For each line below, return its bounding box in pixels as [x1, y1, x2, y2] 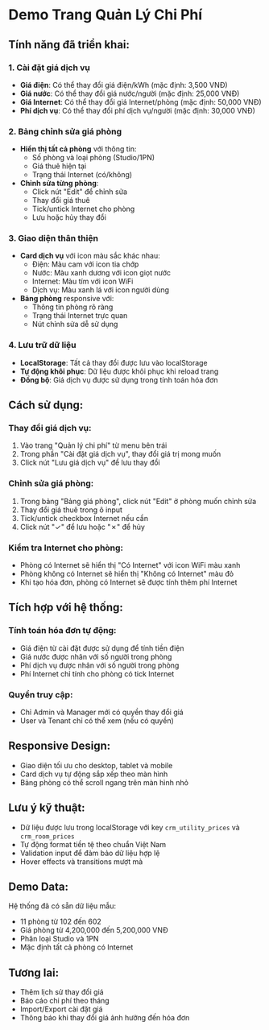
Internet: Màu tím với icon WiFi [31, 276, 134, 287]
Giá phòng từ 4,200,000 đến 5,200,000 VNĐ [19, 925, 169, 935]
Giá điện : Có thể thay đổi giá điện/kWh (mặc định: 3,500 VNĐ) [19, 80, 228, 89]
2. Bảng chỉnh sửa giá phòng [8, 126, 122, 137]
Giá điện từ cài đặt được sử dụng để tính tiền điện [19, 643, 184, 653]
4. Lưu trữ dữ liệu [8, 340, 77, 351]
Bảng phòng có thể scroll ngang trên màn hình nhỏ [19, 777, 189, 787]
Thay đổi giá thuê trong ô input [19, 505, 123, 515]
